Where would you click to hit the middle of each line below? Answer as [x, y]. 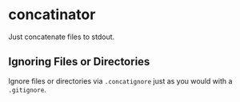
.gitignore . [27, 89]
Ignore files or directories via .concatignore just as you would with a [120, 80]
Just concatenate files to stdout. [62, 37]
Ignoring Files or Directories [79, 62]
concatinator [52, 15]
